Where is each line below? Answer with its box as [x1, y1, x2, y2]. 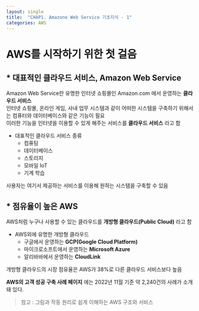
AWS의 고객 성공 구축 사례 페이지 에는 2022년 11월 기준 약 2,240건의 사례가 [6, 278, 182, 286]
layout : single [6, 8, 44, 15]
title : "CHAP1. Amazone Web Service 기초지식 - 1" [6, 14, 132, 20]
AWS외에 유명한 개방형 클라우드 [14, 231, 89, 238]
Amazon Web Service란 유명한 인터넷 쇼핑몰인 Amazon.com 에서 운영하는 [6, 90, 182, 97]
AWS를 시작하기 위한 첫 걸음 [6, 47, 137, 61]
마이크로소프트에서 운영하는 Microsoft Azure [23, 245, 130, 253]
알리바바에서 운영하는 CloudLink [23, 253, 101, 260]
